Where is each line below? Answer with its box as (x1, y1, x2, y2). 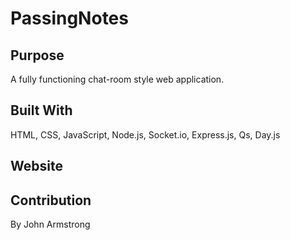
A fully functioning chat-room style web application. (10, 73, 225, 85)
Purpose (10, 47, 65, 64)
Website (10, 158, 63, 175)
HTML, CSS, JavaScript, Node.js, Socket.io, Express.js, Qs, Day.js (10, 128, 281, 141)
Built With (10, 102, 73, 119)
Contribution (10, 192, 92, 209)
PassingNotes (10, 7, 129, 30)
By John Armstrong (10, 218, 91, 231)
